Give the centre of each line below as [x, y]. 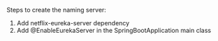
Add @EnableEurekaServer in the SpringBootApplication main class [114, 30]
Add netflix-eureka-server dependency [73, 23]
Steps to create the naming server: [56, 10]
